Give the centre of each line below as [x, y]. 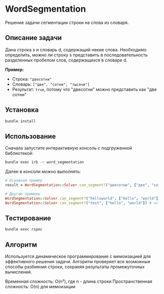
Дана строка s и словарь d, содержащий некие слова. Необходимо [76, 49]
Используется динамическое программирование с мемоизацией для [78, 256]
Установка [22, 110]
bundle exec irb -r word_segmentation [44, 162]
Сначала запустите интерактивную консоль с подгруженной [69, 148]
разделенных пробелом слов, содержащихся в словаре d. [66, 60]
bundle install [20, 121]
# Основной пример [24, 181]
